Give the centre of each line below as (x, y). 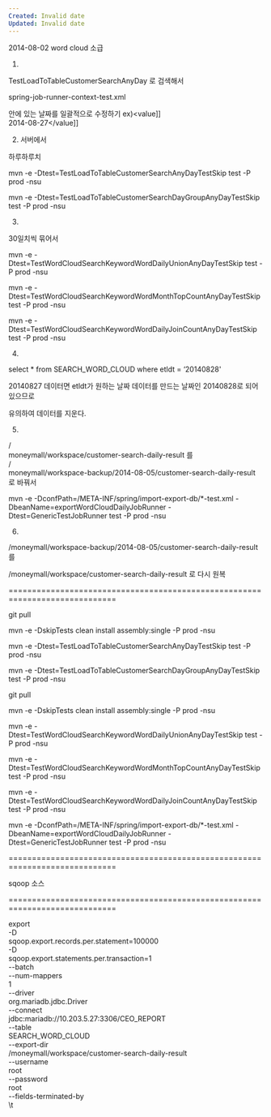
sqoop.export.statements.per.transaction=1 (80, 958)
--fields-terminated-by (47, 1096)
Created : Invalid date (47, 16)
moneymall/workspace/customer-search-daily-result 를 (101, 454)
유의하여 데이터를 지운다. (47, 413)
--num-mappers (36, 975)
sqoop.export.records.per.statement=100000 (84, 941)
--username (28, 1061)
